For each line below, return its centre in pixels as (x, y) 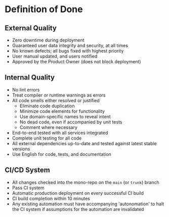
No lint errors (26, 90)
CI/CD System (27, 170)
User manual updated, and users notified (55, 56)
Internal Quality (30, 78)
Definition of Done (44, 9)
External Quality (31, 28)
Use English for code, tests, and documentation (62, 154)
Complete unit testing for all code (47, 138)
